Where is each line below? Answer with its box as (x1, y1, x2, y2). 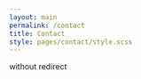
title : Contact (9, 29, 66, 38)
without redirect (9, 61, 67, 72)
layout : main (9, 12, 58, 22)
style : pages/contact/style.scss (9, 37, 133, 47)
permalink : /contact (9, 21, 86, 30)
